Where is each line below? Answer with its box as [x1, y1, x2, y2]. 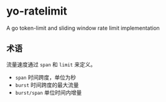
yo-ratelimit [6, 4, 68, 18]
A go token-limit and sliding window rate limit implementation [6, 24, 160, 32]
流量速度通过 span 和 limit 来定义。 [6, 61, 96, 68]
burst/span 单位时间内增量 [15, 89, 82, 96]
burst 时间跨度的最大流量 [15, 81, 79, 89]
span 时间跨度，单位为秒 [15, 73, 76, 81]
